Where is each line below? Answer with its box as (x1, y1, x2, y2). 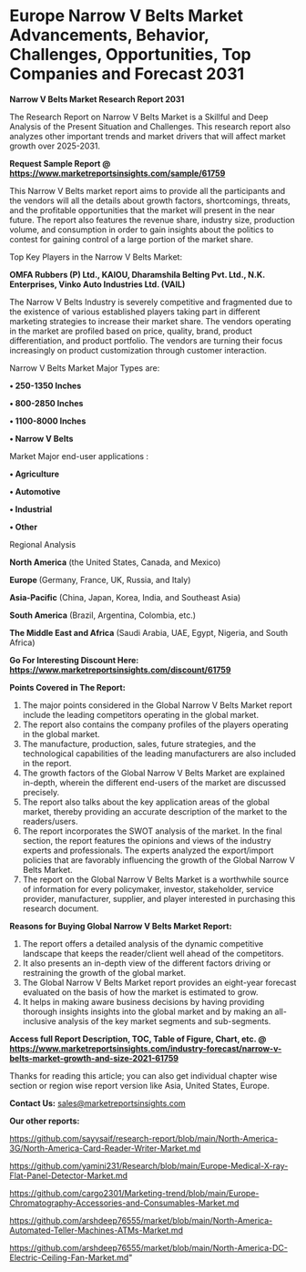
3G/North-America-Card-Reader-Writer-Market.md (9, 1143, 201, 1154)
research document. (22, 903, 99, 914)
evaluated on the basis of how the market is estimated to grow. (22, 986, 259, 998)
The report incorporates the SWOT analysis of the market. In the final (22, 826, 282, 836)
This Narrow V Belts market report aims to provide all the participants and (9, 185, 286, 196)
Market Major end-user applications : (9, 450, 148, 461)
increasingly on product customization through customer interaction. (9, 344, 267, 355)
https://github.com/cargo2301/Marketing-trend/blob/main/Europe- (9, 1187, 260, 1198)
